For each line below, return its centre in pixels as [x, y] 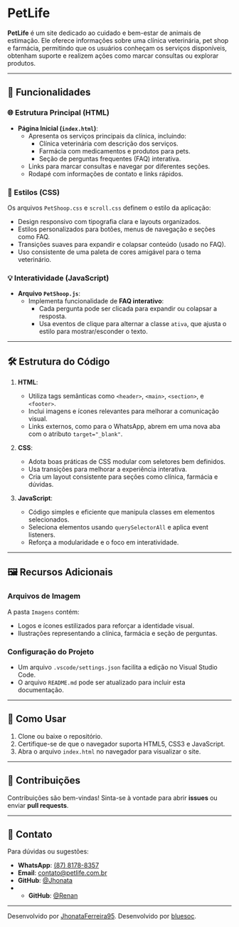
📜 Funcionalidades [49, 92]
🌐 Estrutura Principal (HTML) [59, 113]
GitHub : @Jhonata [45, 881]
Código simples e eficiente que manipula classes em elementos [122, 512]
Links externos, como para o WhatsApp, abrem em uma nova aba [124, 427]
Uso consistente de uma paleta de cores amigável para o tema [109, 252]
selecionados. [49, 520]
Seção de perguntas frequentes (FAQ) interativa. [110, 158]
